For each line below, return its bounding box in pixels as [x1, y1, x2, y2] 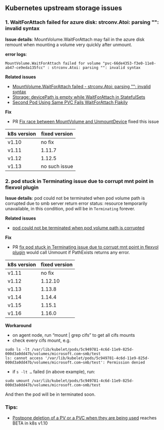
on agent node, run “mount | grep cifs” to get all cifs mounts [12, 332, 135, 338]
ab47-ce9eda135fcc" [5, 65, 46, 70]
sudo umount [5, 378, 30, 383]
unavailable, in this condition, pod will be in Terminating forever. [5, 205, 135, 211]
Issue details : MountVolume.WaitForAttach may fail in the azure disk [5, 36, 145, 42]
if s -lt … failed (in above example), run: [12, 369, 96, 374]
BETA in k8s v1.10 [12, 420, 48, 426]
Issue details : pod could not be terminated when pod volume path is [5, 195, 145, 201]
